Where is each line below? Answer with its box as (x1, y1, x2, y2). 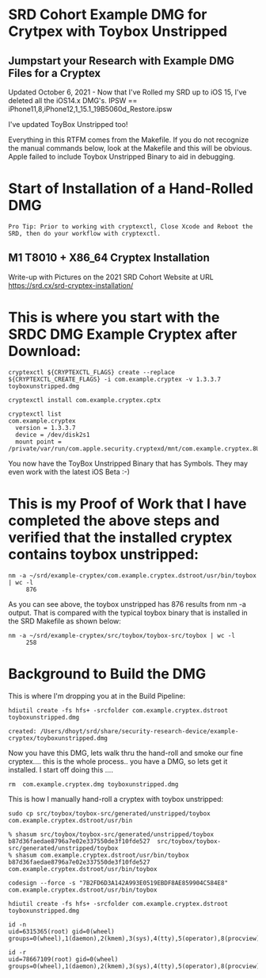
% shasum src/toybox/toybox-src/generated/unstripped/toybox (8, 830, 215, 838)
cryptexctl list (8, 410, 62, 418)
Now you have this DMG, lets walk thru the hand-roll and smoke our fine (8, 748, 244, 757)
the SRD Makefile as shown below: (8, 616, 121, 626)
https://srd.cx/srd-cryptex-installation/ (8, 280, 134, 290)
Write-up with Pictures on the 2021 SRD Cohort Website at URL (8, 272, 214, 282)
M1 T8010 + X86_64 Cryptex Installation (8, 251, 210, 265)
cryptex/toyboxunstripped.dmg (8, 734, 108, 742)
